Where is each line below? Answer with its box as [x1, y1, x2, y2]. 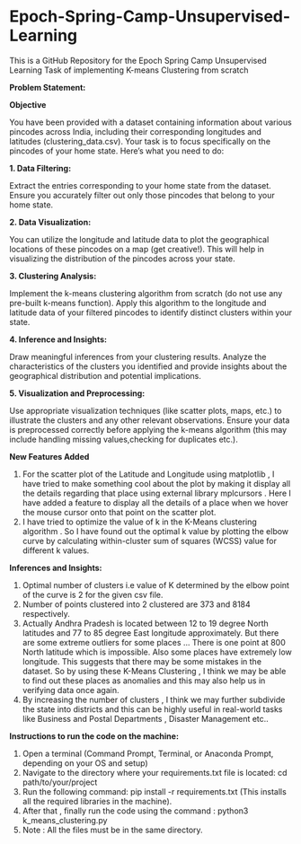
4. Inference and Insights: [9, 334, 108, 345]
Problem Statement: [9, 82, 86, 92]
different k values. [22, 545, 90, 556]
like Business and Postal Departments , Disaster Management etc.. [22, 713, 270, 724]
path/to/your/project [22, 777, 98, 787]
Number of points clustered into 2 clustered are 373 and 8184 [22, 599, 252, 610]
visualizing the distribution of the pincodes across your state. [9, 253, 235, 264]
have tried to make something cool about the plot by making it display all [22, 478, 291, 488]
